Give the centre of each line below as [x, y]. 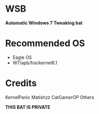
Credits [21, 83]
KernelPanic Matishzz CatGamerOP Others [50, 97]
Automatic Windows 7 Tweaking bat [44, 23]
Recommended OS [45, 43]
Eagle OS [22, 57]
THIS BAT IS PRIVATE [28, 107]
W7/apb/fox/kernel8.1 [35, 63]
